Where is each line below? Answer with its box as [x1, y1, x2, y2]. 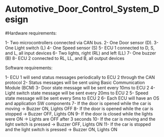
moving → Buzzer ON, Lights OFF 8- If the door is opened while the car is [5, 106, 153, 111]
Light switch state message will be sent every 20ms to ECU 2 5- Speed [5, 90, 148, 96]
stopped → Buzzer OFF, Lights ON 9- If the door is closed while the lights [5, 110, 153, 116]
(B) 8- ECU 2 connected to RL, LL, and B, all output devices [5, 55, 125, 61]
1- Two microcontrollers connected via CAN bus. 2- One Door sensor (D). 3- [5, 39, 159, 45]
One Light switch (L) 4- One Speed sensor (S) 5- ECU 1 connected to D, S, [5, 45, 155, 51]
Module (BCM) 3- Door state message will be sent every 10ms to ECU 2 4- [5, 84, 156, 90]
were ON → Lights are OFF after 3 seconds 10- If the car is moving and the [5, 116, 156, 122]
